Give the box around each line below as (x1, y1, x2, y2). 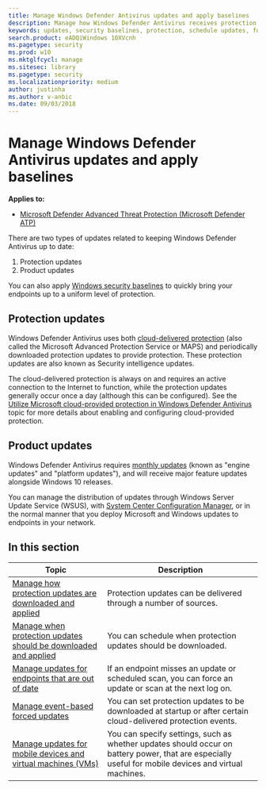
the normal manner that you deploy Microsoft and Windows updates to (8, 509, 239, 519)
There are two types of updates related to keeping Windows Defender (8, 233, 237, 243)
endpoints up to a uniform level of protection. (8, 289, 156, 299)
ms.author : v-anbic (8, 93, 73, 101)
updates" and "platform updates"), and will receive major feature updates (8, 469, 248, 478)
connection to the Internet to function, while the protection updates (8, 382, 227, 392)
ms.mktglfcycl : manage (8, 56, 83, 64)
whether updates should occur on (107, 738, 234, 749)
